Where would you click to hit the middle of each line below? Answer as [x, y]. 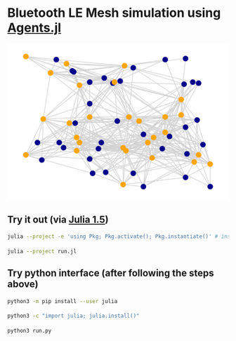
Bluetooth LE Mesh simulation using [114, 13]
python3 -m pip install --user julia [63, 301]
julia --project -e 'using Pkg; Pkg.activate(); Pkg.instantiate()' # [113, 236]
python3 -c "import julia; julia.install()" [73, 316]
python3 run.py [29, 331]
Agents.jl [34, 28]
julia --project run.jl [42, 251]
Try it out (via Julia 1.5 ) [58, 219]
